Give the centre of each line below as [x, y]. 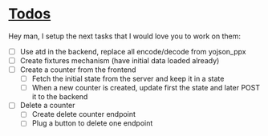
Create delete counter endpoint [84, 114]
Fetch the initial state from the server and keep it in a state [128, 79]
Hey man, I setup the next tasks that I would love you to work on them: [125, 36]
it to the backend [60, 97]
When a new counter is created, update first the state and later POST [146, 88]
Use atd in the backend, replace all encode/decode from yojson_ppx [133, 51]
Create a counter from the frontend [78, 70]
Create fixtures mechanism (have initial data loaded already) [120, 60]
